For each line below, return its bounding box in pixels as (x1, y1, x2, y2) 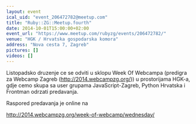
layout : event (6, 8, 42, 15)
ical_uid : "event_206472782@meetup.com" (6, 14, 108, 20)
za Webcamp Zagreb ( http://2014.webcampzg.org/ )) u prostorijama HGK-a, (6, 75, 191, 82)
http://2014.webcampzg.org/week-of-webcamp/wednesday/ (6, 111, 155, 118)
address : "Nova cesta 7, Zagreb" (6, 42, 89, 48)
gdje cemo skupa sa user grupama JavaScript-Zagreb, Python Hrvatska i (6, 81, 186, 89)
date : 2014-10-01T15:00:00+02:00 (6, 25, 89, 31)
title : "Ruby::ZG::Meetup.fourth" (6, 20, 92, 26)
